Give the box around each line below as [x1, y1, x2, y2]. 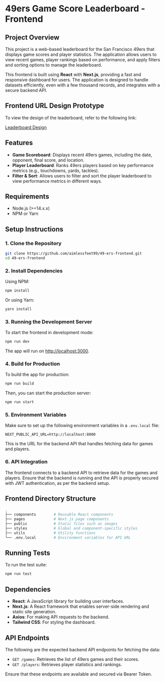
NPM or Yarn [12, 211, 38, 216]
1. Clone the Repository [5, 240, 62, 247]
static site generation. [12, 609, 57, 615]
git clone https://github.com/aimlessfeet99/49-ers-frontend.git [5, 251, 142, 256]
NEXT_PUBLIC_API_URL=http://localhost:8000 [5, 432, 96, 437]
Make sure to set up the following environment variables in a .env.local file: [5, 423, 160, 428]
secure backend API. [5, 87, 48, 93]
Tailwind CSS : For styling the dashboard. [12, 619, 96, 625]
